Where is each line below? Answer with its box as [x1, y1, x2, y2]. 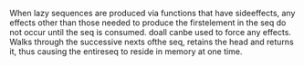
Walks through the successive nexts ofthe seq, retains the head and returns [9, 36, 294, 47]
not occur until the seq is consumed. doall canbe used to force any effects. [9, 27, 292, 37]
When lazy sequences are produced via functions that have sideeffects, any [9, 8, 296, 18]
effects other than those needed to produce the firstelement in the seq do [9, 17, 287, 28]
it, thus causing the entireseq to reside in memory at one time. [9, 46, 243, 57]
